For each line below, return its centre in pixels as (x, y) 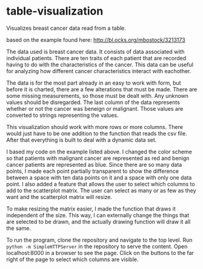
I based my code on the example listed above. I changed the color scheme (99, 152)
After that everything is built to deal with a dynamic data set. (82, 140)
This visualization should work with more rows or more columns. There (95, 127)
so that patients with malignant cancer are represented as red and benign (98, 158)
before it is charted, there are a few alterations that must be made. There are (102, 89)
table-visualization (55, 11)
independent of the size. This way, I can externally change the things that (98, 215)
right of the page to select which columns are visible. (72, 259)
